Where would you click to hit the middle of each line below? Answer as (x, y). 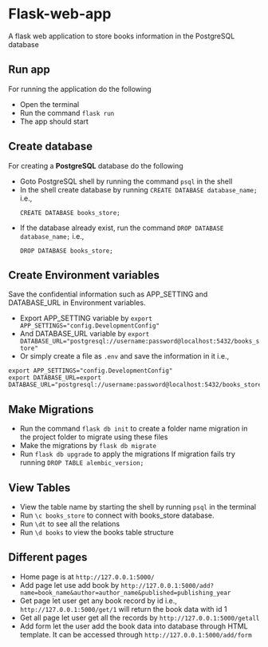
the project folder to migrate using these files (94, 437)
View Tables (39, 488)
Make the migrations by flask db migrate (88, 446)
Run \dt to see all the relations (70, 524)
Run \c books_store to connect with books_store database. (117, 515)
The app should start (54, 121)
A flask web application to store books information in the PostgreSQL (122, 36)
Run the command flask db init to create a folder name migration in (134, 429)
